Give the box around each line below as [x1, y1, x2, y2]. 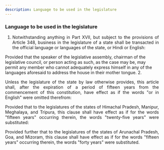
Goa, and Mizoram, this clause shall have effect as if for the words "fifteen [5, 134, 159, 140]
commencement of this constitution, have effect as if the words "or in [5, 89, 159, 95]
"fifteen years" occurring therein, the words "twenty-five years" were [5, 114, 159, 120]
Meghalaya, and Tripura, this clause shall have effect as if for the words [5, 109, 159, 115]
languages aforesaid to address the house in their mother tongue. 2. [5, 69, 142, 75]
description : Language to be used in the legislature [5, 7, 117, 12]
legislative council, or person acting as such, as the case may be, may [5, 59, 146, 65]
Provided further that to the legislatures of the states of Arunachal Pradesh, [5, 129, 159, 134]
